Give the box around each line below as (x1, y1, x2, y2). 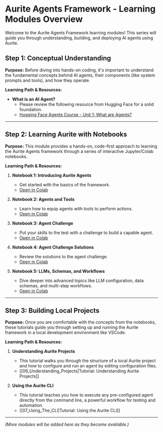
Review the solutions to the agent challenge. (19, 253, 108, 259)
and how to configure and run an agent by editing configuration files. (19, 363, 157, 369)
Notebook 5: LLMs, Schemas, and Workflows (12, 268, 105, 274)
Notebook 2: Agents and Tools (12, 196, 75, 202)
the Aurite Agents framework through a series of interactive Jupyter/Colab (5, 148, 154, 154)
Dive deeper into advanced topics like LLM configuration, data (19, 278, 144, 283)
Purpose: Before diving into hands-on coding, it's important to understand (5, 67, 154, 73)
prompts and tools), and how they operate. (5, 77, 91, 83)
